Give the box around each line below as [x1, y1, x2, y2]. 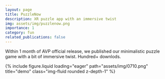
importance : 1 [5, 26, 35, 31]
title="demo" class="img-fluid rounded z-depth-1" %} [5, 68, 116, 74]
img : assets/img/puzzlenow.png [5, 21, 70, 26]
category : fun [5, 30, 35, 35]
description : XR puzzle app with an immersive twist [5, 16, 117, 21]
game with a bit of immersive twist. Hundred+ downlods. [5, 53, 121, 59]
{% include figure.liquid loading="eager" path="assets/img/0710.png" [5, 63, 148, 69]
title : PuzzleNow [5, 12, 41, 17]
